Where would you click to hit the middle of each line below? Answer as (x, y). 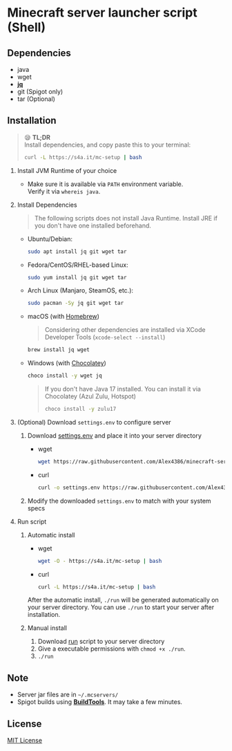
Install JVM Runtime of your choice (67, 170)
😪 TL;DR (37, 137)
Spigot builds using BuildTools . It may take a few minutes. (100, 702)
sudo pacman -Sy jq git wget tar (76, 303)
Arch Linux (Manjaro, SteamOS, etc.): (80, 290)
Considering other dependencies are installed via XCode (125, 330)
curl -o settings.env (69, 488)
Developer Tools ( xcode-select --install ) (105, 337)
